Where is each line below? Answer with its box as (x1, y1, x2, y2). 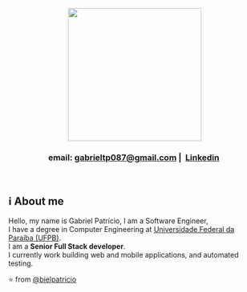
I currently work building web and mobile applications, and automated (8, 250, 239, 260)
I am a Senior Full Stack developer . (8, 242, 126, 251)
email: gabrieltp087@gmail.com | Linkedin (47, 152, 220, 163)
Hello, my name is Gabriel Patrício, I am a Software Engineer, (8, 216, 209, 226)
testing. (8, 258, 34, 268)
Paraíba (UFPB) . (8, 233, 62, 243)
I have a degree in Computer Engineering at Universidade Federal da (8, 225, 235, 234)
